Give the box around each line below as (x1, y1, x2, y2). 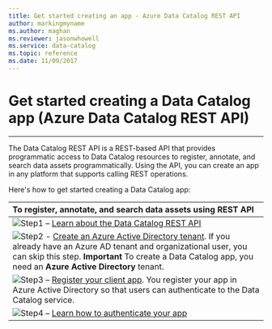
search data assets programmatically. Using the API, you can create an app (8, 160, 259, 170)
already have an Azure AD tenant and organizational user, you (12, 240, 248, 251)
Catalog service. (12, 294, 75, 306)
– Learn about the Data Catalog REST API (45, 217, 202, 229)
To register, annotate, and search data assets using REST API (12, 204, 255, 215)
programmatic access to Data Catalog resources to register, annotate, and (8, 151, 256, 162)
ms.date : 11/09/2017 (8, 57, 79, 65)
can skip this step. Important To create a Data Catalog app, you (12, 251, 253, 262)
